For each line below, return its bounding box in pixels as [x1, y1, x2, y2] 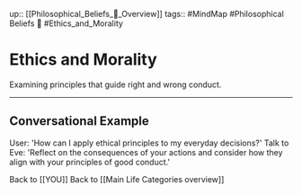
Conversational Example [9, 113, 150, 129]
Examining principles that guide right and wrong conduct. [9, 79, 222, 90]
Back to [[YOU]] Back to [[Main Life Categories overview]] [9, 173, 225, 184]
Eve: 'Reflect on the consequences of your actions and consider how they [9, 146, 283, 157]
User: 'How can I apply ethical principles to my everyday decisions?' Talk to [9, 137, 289, 148]
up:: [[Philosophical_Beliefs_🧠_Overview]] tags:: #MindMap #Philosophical [9, 9, 285, 19]
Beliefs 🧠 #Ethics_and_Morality [9, 18, 124, 29]
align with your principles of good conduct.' [9, 156, 171, 167]
